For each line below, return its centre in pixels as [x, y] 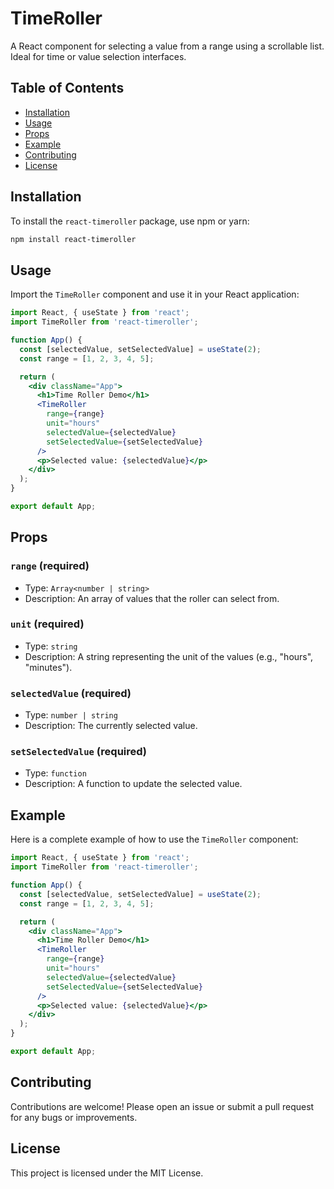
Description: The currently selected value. [111, 726]
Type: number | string [71, 715]
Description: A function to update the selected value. [133, 784]
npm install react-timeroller [73, 239]
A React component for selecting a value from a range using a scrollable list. [167, 46]
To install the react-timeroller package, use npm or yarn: [130, 221]
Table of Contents [67, 88]
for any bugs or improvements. [74, 1117]
